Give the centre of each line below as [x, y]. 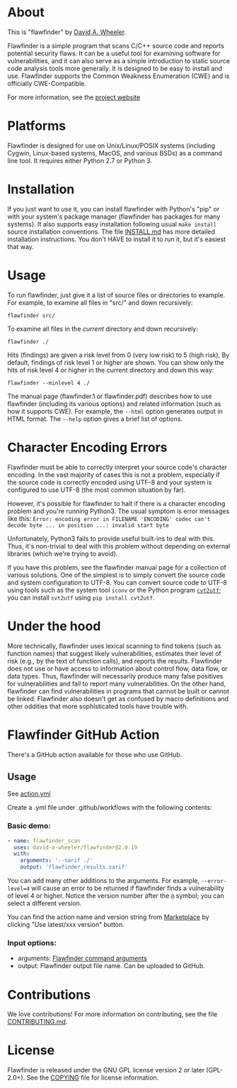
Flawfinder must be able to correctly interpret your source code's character [117, 467]
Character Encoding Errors [87, 447]
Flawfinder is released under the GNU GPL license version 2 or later [106, 1070]
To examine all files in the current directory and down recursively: [103, 329]
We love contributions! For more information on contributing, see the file [112, 1014]
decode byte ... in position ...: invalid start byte [88, 525]
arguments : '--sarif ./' [57, 861]
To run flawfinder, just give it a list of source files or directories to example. [116, 295]
